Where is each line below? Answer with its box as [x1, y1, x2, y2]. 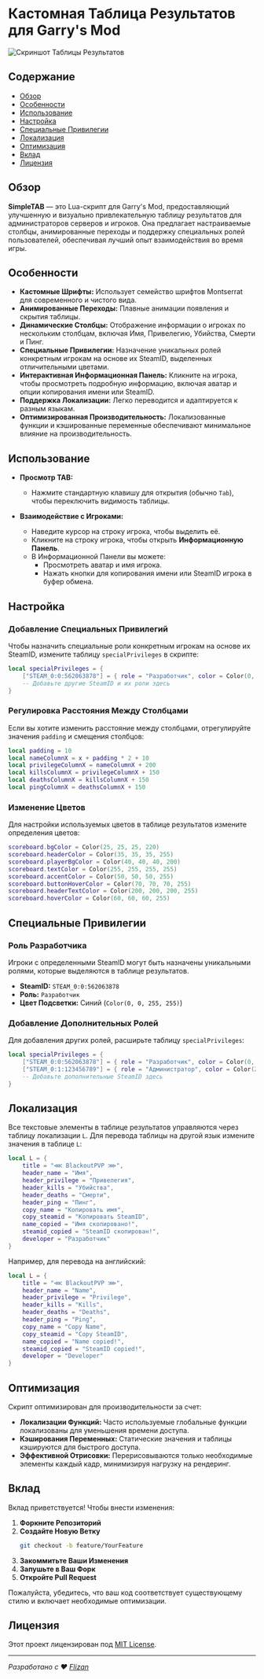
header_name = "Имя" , [22, 1169, 93, 1177]
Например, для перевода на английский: [8, 1256, 146, 1266]
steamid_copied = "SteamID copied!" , [22, 1345, 146, 1353]
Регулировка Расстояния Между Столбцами [8, 705, 189, 716]
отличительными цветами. [19, 363, 109, 372]
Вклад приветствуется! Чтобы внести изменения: [8, 1503, 175, 1512]
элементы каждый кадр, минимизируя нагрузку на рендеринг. [19, 1459, 231, 1468]
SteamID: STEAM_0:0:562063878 [19, 981, 120, 991]
